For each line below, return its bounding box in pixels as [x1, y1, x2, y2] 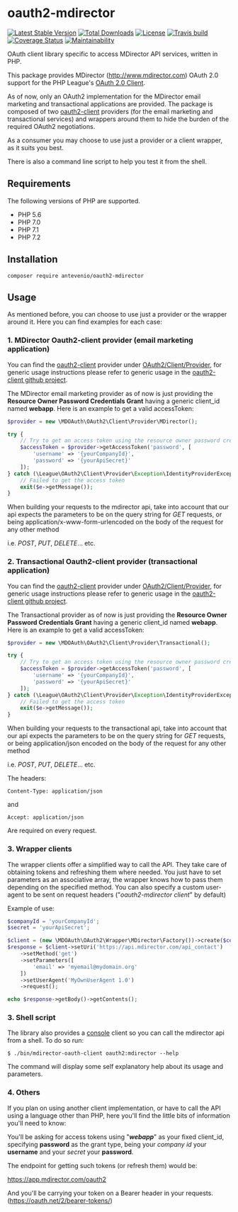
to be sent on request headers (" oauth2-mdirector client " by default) [25, 890, 227, 899]
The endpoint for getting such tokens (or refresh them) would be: [7, 1161, 198, 1169]
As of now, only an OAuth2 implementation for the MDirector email [7, 92, 201, 101]
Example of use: [7, 904, 55, 912]
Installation [7, 254, 58, 266]
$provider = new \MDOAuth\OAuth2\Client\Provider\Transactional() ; [7, 639, 211, 646]
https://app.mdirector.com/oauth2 [7, 1174, 107, 1184]
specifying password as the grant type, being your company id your [7, 1140, 207, 1148]
